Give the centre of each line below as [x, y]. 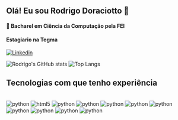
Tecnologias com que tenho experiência [82, 82]
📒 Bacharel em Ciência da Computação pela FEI [66, 26]
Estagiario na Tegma [32, 40]
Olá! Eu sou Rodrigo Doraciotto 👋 [68, 11]
